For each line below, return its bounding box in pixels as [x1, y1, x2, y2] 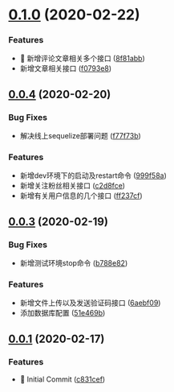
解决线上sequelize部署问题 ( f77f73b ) [19, 131, 142, 141]
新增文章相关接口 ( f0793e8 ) [19, 64, 112, 73]
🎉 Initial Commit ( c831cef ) [19, 374, 106, 384]
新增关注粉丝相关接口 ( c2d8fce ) [19, 181, 126, 191]
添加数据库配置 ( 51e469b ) [19, 308, 106, 318]
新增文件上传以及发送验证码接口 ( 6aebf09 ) [19, 298, 161, 307]
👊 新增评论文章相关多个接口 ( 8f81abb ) [19, 54, 146, 64]
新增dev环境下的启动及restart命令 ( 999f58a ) [19, 171, 167, 180]
